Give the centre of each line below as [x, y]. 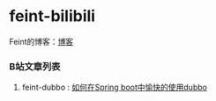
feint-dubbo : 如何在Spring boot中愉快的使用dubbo [114, 87]
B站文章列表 [35, 66]
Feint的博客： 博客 [41, 41]
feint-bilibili [52, 16]
